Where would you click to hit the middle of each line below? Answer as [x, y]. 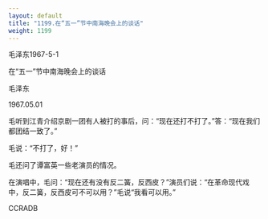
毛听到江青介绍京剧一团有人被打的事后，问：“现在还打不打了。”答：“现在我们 [134, 121]
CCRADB [23, 209]
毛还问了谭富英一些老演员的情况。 [65, 165]
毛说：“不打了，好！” [43, 148]
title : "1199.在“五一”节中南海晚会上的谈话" [76, 23]
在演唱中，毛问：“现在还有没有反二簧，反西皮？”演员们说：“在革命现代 [126, 182]
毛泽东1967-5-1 [33, 55]
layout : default [35, 16]
